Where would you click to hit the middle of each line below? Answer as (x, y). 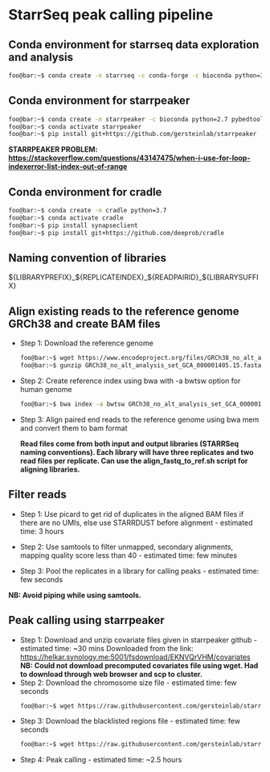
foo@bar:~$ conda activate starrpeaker (75, 126)
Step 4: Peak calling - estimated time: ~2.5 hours (101, 760)
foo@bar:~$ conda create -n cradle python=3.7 (88, 211)
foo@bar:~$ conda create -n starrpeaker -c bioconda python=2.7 (118, 119)
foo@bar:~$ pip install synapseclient (73, 225)
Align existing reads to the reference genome (124, 311)
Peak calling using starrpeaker (86, 620)
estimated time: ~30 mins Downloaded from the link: (107, 648)
